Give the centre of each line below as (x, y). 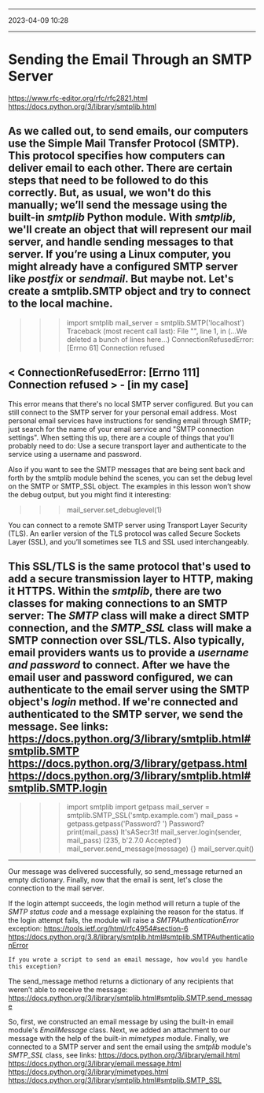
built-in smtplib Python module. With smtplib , (122, 217)
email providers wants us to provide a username (128, 652)
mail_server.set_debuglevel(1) (114, 510)
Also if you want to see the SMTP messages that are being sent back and (127, 469)
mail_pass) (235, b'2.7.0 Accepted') (124, 841)
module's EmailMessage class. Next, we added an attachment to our (119, 1030)
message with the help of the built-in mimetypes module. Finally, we (119, 1039)
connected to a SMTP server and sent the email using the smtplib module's (130, 1047)
